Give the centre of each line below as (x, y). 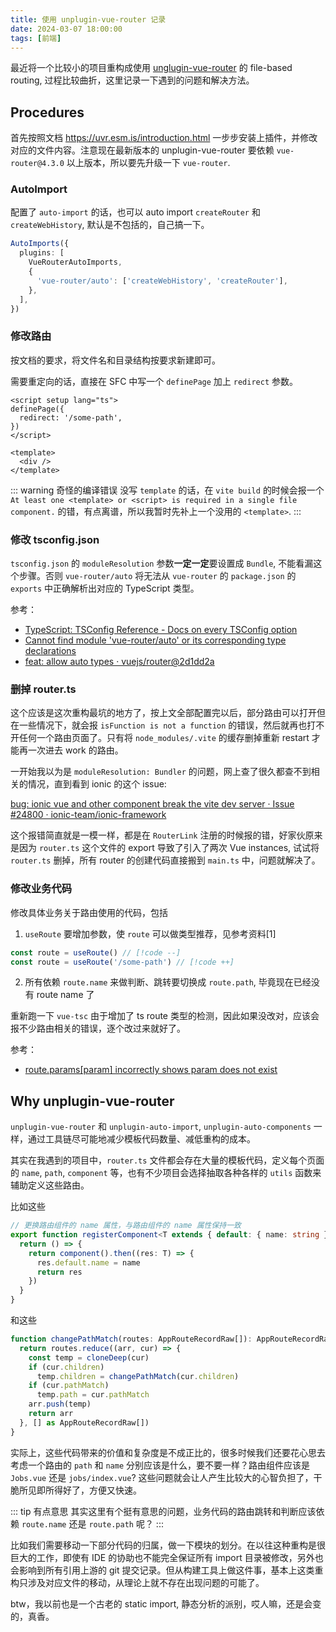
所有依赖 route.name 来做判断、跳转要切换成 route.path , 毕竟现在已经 (168, 982)
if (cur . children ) (66, 1367)
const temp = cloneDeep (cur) (89, 1357)
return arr (51, 1414)
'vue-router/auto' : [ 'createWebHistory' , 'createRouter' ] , (162, 281)
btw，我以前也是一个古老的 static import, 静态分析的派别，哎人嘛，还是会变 (166, 1603)
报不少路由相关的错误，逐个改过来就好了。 (98, 1028)
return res (59, 1272)
